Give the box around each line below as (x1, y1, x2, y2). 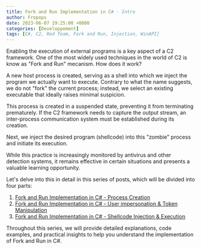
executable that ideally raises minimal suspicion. (6, 91, 126, 98)
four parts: (6, 182, 32, 190)
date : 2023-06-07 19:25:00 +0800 (6, 20, 90, 26)
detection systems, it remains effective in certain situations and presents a (6, 158, 190, 165)
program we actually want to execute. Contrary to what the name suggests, (6, 79, 193, 86)
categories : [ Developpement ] (6, 25, 79, 32)
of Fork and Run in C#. (6, 238, 62, 245)
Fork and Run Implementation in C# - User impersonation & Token (14, 200, 178, 208)
